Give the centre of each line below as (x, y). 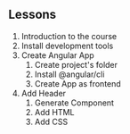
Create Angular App (57, 55)
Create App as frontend (77, 83)
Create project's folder (76, 64)
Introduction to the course (69, 36)
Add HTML (54, 112)
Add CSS (51, 121)
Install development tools (67, 46)
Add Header (44, 93)
